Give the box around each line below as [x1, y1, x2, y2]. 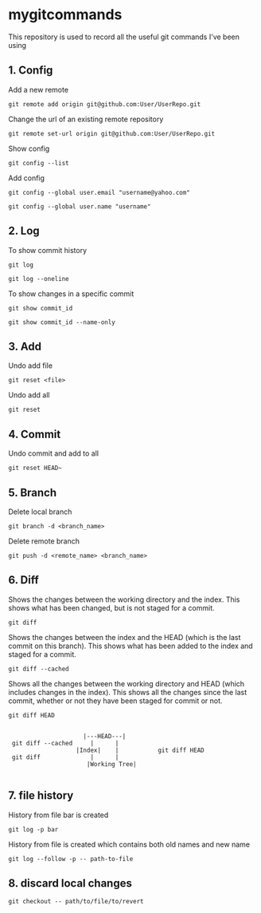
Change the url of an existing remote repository [8, 114, 164, 124]
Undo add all [8, 390, 50, 400]
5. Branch [8, 485, 57, 500]
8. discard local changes [8, 876, 133, 891]
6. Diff [8, 573, 40, 587]
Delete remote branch [8, 536, 80, 546]
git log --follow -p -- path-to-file [8, 855, 134, 863]
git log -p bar [8, 825, 59, 833]
